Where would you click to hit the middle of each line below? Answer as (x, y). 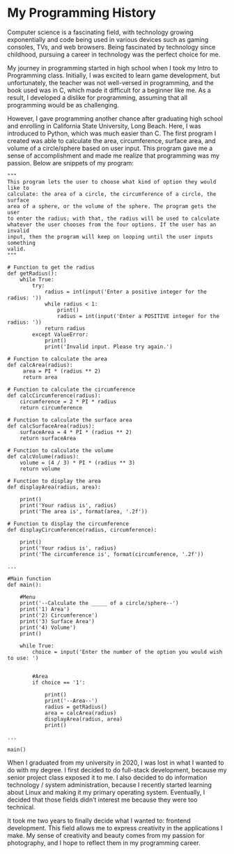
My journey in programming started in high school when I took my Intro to (112, 68)
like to (18, 188)
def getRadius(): (32, 274)
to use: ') (23, 658)
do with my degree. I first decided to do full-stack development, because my (117, 770)
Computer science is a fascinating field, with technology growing (100, 32)
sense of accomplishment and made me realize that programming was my (114, 156)
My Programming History (82, 13)
